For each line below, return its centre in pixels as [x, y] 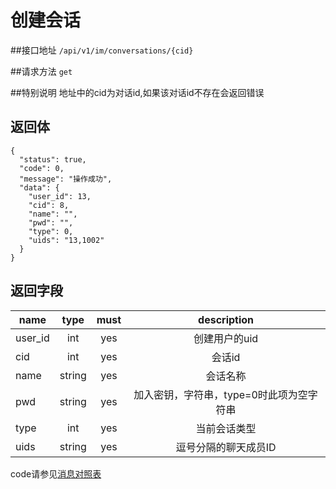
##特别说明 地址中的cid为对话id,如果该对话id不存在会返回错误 [137, 92]
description [226, 319]
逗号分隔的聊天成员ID [226, 447]
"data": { [39, 187]
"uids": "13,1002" [66, 240]
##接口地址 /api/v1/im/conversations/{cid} [102, 50]
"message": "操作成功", [66, 179]
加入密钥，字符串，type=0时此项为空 [220, 394]
